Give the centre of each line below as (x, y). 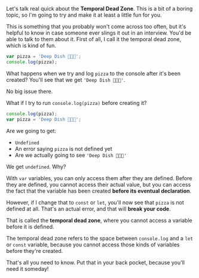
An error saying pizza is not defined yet (63, 149)
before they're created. (35, 251)
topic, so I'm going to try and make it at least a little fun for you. (84, 15)
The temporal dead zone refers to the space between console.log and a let (99, 238)
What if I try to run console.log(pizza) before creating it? (77, 103)
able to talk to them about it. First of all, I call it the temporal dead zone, (94, 39)
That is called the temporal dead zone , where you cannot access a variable (99, 220)
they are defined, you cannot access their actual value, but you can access (99, 184)
